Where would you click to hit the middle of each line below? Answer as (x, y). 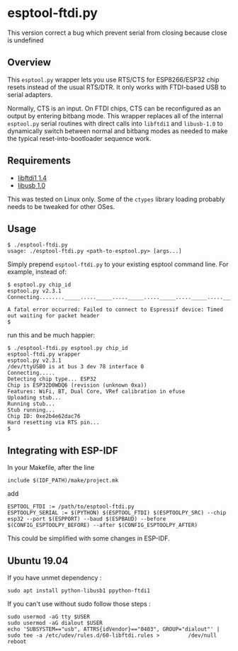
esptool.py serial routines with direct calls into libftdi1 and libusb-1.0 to (115, 123)
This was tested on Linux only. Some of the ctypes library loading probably (116, 199)
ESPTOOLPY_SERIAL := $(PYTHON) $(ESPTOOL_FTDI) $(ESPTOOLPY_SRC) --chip (117, 513)
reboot (17, 642)
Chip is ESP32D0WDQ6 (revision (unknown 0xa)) (77, 385)
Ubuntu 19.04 (38, 561)
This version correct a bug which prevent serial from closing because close (118, 33)
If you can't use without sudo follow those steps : (79, 604)
